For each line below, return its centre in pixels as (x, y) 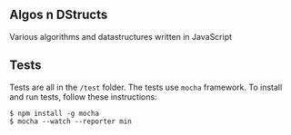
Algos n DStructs (59, 15)
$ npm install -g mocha (55, 113)
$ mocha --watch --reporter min (70, 121)
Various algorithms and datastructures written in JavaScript (121, 36)
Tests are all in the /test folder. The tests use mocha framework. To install (146, 87)
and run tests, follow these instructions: (83, 96)
